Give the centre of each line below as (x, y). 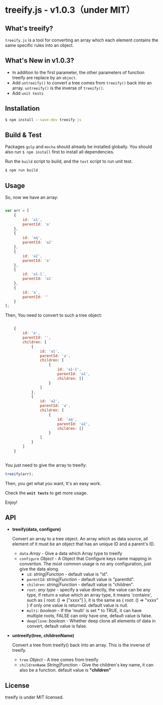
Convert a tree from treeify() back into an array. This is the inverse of (81, 645)
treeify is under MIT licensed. (35, 697)
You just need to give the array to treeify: (46, 465)
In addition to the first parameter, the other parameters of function (78, 72)
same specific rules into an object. (39, 45)
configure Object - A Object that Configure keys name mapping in (85, 559)
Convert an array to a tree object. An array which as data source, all (80, 539)
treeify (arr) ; (19, 474)
